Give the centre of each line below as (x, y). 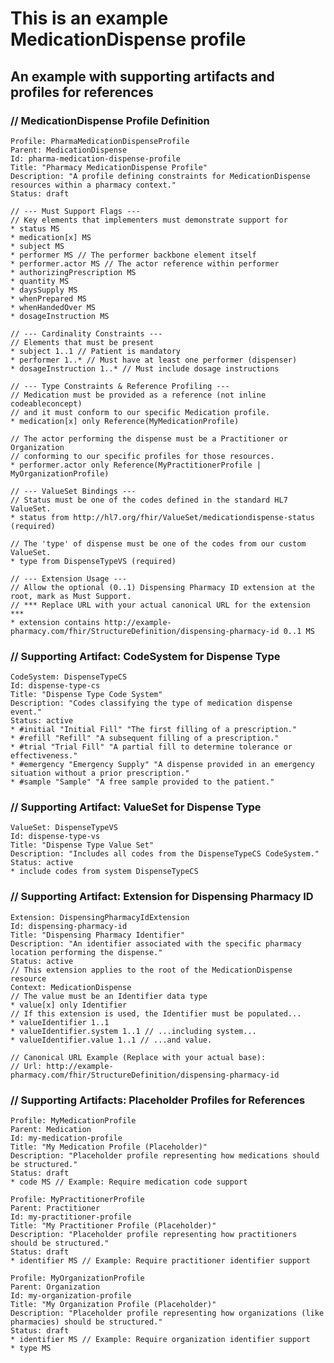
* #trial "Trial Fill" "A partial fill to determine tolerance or (151, 747)
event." (26, 712)
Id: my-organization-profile (71, 1296)
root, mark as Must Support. (71, 596)
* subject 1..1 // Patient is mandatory (96, 351)
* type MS (31, 1348)
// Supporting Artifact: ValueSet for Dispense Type (136, 807)
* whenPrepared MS (48, 298)
